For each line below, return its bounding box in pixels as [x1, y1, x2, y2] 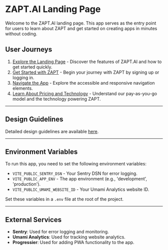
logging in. [12, 74, 34, 81]
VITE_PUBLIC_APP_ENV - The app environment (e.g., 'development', [12, 176, 147, 182]
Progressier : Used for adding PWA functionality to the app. [12, 239, 134, 245]
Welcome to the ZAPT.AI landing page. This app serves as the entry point [5, 20, 156, 26]
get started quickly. [12, 64, 52, 70]
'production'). [12, 181, 41, 187]
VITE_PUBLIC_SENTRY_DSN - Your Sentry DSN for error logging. [12, 170, 137, 176]
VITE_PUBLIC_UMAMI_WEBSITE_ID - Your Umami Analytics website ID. [12, 186, 149, 192]
